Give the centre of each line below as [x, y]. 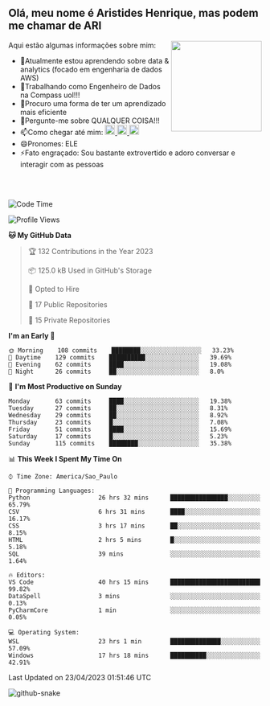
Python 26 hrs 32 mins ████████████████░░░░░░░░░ [135, 498]
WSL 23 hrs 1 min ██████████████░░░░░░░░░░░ [135, 641]
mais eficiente [43, 112]
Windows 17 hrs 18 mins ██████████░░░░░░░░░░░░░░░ [135, 655]
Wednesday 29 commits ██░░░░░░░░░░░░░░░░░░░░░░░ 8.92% [118, 415]
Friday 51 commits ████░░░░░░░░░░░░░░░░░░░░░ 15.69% [120, 429]
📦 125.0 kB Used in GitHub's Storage [90, 270]
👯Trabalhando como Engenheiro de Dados [90, 86]
